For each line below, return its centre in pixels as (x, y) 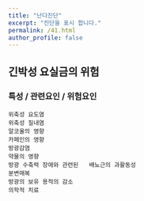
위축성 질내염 (27, 123)
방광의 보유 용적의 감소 (41, 182)
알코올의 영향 (27, 131)
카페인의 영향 (27, 139)
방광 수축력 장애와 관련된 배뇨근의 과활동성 (72, 165)
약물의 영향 (24, 156)
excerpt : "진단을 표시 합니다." (55, 23)
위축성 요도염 (27, 114)
